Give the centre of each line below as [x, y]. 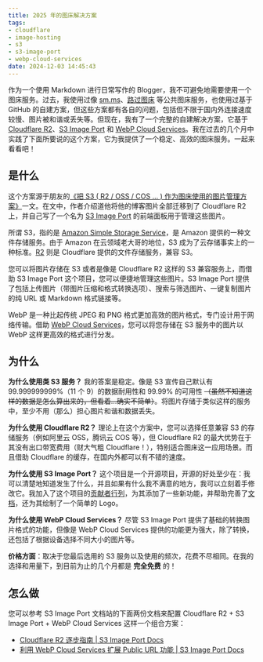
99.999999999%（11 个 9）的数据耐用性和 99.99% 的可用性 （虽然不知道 [127, 391]
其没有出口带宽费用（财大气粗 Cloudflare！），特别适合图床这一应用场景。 [127, 447]
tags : [17, 23]
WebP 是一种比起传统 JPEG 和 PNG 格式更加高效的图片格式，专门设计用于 [128, 315]
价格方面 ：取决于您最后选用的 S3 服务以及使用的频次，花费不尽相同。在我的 [131, 556]
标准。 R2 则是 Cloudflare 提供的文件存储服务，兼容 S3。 [106, 252]
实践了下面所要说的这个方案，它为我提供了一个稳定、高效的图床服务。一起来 [131, 139]
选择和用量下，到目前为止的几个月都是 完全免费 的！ [92, 566]
